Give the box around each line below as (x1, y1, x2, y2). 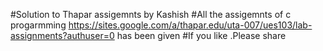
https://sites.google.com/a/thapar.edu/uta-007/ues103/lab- (68, 19, 313, 31)
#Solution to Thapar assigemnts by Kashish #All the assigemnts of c (10, 9, 292, 20)
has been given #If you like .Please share (116, 30, 287, 41)
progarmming (10, 19, 67, 31)
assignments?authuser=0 (10, 30, 115, 41)
